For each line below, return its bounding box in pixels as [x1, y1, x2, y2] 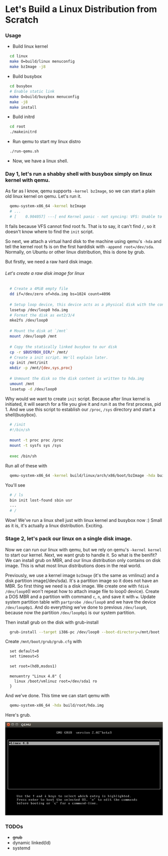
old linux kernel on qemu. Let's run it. [5, 193, 81, 199]
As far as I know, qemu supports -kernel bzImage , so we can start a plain [5, 188, 155, 194]
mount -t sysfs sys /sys [9, 443, 61, 448]
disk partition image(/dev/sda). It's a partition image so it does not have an [5, 578, 158, 584]
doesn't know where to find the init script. [5, 229, 94, 235]
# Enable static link [9, 89, 55, 94]
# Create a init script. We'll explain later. [9, 355, 108, 360]
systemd [12, 845, 30, 851]
